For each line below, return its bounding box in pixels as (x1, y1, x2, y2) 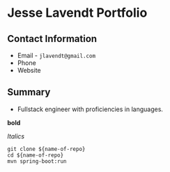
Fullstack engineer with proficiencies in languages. (17, 105, 164, 113)
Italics (7, 131, 25, 141)
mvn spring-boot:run (7, 157, 68, 165)
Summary (7, 86, 51, 99)
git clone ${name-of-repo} (7, 145, 86, 152)
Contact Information (7, 33, 98, 45)
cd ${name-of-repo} (7, 152, 64, 159)
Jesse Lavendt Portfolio (7, 5, 148, 21)
